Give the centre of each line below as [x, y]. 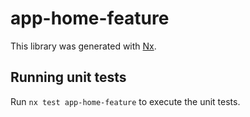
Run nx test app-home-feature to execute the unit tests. [125, 101]
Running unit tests [68, 77]
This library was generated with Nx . [83, 46]
